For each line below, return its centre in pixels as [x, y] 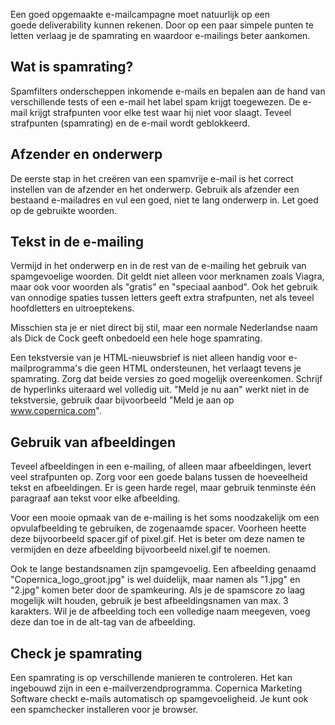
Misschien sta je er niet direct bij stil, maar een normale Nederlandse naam [164, 328]
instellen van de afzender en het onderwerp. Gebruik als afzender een [155, 189]
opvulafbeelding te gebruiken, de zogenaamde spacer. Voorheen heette [158, 528]
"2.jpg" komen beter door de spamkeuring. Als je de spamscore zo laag [158, 590]
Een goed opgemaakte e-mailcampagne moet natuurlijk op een [140, 14]
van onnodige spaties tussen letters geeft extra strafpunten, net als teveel [162, 298]
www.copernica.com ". [56, 411]
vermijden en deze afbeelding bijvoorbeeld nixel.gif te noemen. [140, 550]
